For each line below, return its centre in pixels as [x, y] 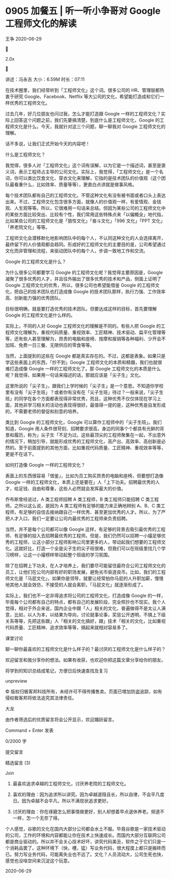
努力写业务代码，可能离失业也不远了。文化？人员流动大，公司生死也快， [90, 854]
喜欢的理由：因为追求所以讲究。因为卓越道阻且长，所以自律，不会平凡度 [88, 794]
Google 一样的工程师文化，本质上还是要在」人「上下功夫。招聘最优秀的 [80, 482]
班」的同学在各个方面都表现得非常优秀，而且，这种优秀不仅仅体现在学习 [81, 398]
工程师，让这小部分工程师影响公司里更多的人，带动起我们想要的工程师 [88, 542]
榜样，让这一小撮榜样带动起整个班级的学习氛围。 [61, 555]
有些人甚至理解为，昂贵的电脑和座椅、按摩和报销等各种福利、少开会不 [92, 339]
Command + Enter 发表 [30, 730]
